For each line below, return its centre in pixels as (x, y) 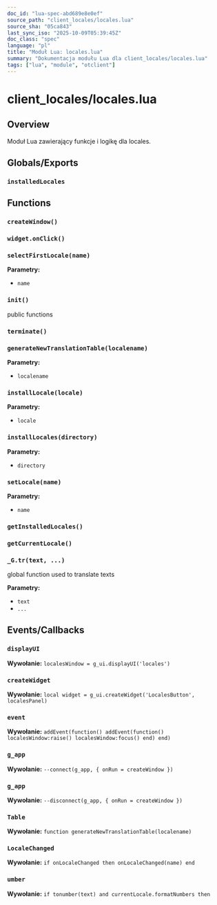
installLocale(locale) (45, 392)
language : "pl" (29, 46)
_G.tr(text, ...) (36, 560)
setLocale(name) (34, 482)
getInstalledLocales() (45, 526)
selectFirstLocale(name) (49, 256)
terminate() (27, 331)
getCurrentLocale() (40, 543)
